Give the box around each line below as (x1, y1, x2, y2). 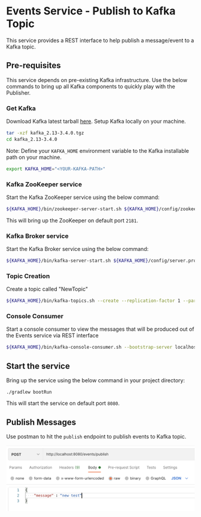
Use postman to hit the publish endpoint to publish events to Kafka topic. (6, 433, 187, 440)
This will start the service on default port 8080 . (6, 400, 120, 407)
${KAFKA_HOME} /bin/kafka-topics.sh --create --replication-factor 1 (6, 298, 181, 304)
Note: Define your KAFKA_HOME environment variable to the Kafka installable (6, 147, 190, 154)
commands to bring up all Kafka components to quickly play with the (6, 83, 175, 90)
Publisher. (6, 89, 31, 96)
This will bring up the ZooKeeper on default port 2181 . (6, 217, 139, 224)
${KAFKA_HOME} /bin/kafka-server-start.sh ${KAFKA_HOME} (6, 258, 148, 264)
